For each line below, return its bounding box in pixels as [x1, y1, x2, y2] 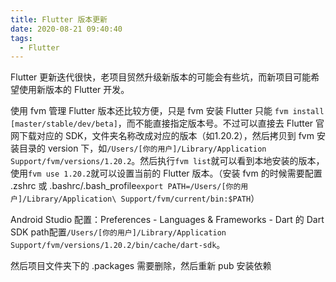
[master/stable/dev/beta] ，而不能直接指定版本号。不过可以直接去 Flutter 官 [10, 117, 325, 130]
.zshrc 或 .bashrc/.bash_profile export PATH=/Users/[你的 [10, 180, 242, 192]
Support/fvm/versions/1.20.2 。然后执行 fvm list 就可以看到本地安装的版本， [10, 155, 325, 167]
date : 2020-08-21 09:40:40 [10, 24, 123, 34]
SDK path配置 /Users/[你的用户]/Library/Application [10, 226, 227, 238]
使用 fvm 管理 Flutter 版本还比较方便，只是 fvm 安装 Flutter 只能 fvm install [10, 105, 325, 117]
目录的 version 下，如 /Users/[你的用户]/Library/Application [18, 142, 267, 155]
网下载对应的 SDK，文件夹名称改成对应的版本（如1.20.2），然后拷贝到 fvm [10, 130, 315, 142]
